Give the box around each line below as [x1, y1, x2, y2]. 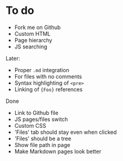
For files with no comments [14, 73, 82, 80]
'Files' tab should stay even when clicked [14, 128, 117, 136]
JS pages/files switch [14, 116, 68, 123]
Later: [5, 54, 20, 62]
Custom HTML [14, 30, 51, 37]
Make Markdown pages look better [14, 148, 102, 155]
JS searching [14, 43, 48, 50]
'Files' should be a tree [14, 134, 72, 142]
